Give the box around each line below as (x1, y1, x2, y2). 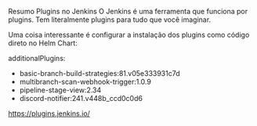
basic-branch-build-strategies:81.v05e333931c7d (19, 69, 180, 77)
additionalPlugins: (8, 54, 66, 63)
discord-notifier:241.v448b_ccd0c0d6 (19, 94, 143, 103)
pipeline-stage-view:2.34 (19, 85, 102, 95)
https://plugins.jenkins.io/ (8, 109, 90, 118)
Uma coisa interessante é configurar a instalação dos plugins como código (8, 31, 250, 39)
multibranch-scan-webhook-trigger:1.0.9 (19, 77, 151, 86)
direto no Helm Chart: (8, 38, 78, 48)
